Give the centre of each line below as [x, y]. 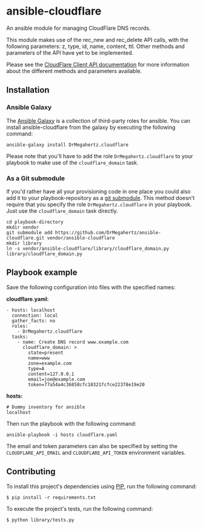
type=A [36, 368]
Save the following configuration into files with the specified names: [91, 287]
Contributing [31, 472]
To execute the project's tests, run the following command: [80, 508]
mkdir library [24, 243]
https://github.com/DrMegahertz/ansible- [108, 232]
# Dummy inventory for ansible [46, 407]
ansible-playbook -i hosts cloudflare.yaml [62, 435]
